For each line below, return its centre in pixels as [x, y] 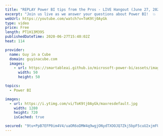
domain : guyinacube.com [33, 59]
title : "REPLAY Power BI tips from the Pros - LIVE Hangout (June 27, [78, 9]
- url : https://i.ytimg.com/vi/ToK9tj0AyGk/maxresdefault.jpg [73, 103]
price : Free [17, 28]
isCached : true [29, 117]
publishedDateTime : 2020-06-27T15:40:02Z [48, 37]
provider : [15, 50]
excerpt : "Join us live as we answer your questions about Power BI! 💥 [81, 14]
